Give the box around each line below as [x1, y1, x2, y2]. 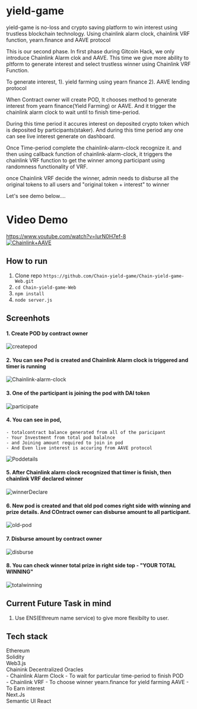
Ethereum [6, 647, 30, 654]
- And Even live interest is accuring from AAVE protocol [6, 445, 152, 451]
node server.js [14, 297, 53, 303]
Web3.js [6, 660, 26, 667]
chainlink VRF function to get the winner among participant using [6, 157, 165, 164]
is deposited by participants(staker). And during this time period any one [6, 126, 184, 133]
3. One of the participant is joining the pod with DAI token [6, 389, 150, 397]
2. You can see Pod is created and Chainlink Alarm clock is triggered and [6, 356, 189, 363]
